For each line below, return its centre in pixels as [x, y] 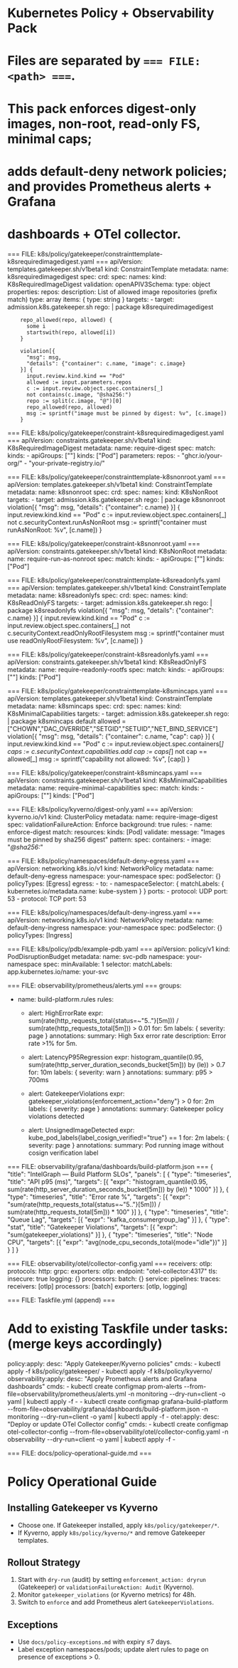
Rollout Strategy [44, 1563]
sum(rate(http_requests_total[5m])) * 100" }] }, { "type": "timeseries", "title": [118, 1212]
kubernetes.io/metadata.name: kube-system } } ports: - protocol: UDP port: [118, 891]
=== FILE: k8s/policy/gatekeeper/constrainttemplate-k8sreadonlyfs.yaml [114, 580]
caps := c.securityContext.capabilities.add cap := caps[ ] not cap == [107, 751]
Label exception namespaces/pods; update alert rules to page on [113, 1649]
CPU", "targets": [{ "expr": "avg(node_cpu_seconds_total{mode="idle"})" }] [117, 1242]
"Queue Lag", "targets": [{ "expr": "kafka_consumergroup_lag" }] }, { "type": [119, 1219]
